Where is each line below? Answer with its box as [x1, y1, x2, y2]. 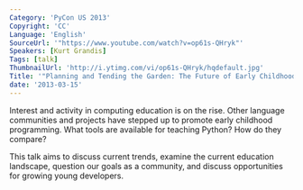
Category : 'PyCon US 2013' [9, 13, 111, 23]
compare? [9, 133, 47, 144]
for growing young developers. [9, 170, 124, 181]
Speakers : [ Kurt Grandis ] [9, 47, 106, 56]
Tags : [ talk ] [9, 55, 59, 64]
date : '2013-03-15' [9, 80, 83, 89]
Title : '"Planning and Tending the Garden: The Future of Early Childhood [9, 72, 297, 81]
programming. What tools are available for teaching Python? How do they [9, 123, 282, 135]
